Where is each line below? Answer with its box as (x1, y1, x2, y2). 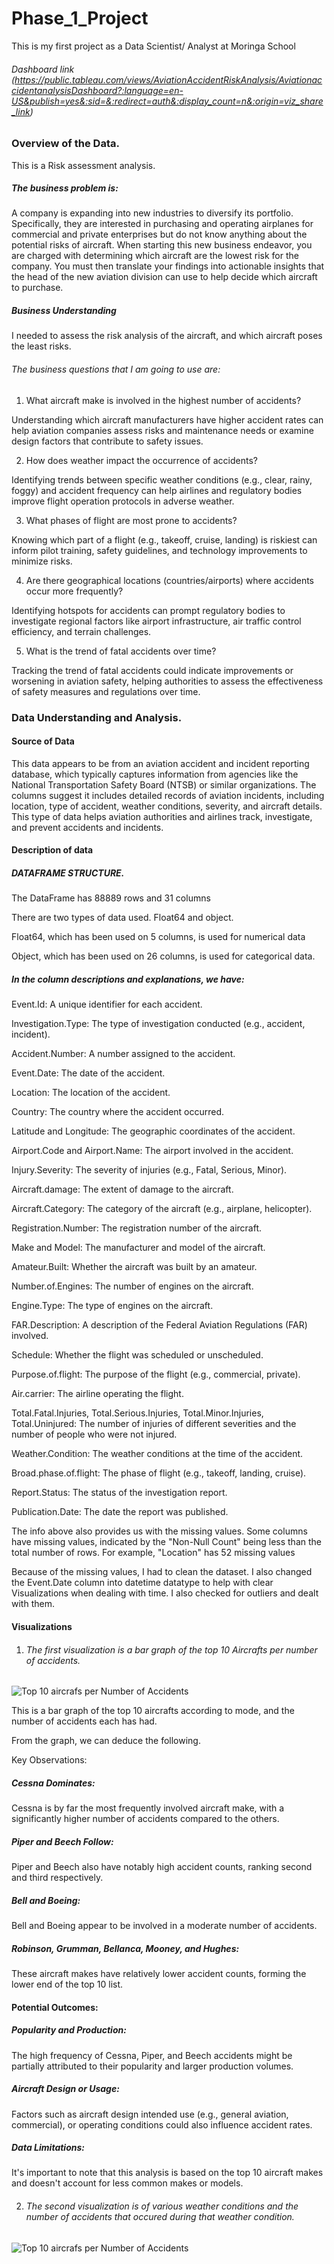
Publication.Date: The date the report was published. (11, 1506, 229, 1518)
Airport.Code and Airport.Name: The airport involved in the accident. (11, 1145, 294, 1157)
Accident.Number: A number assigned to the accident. (11, 1048, 236, 1060)
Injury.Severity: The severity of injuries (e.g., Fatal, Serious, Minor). (11, 1164, 288, 1176)
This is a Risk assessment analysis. (11, 159, 156, 171)
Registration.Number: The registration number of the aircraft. (11, 1222, 263, 1234)
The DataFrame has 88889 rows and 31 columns (11, 892, 211, 904)
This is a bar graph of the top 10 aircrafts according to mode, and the (11, 1705, 295, 1717)
